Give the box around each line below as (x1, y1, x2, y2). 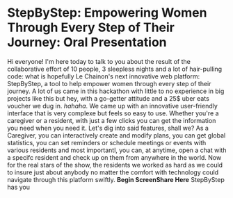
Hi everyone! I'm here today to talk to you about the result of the (7, 57, 191, 65)
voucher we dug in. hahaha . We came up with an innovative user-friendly (7, 101, 218, 110)
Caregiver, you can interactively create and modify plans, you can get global (7, 131, 226, 140)
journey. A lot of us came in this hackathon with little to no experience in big (7, 87, 225, 95)
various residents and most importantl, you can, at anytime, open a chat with (7, 146, 227, 154)
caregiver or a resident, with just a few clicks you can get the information (7, 116, 216, 124)
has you (7, 183, 30, 191)
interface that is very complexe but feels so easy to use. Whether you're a (7, 109, 219, 117)
